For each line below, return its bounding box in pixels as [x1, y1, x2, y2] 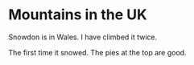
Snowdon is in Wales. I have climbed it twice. [8, 32, 158, 42]
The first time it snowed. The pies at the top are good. [8, 47, 187, 57]
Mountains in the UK [8, 6, 147, 24]
